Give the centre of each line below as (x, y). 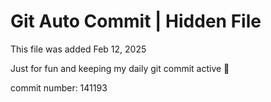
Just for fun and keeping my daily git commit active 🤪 (120, 68)
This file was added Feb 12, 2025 (78, 49)
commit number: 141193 (59, 87)
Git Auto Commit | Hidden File (136, 21)
